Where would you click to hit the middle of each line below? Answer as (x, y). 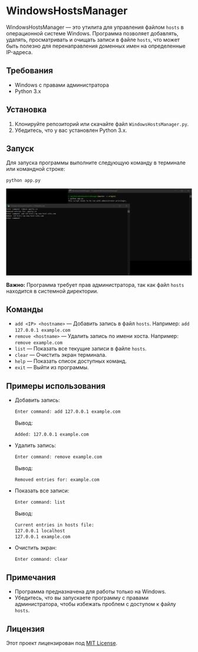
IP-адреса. (19, 52)
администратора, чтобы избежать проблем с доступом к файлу (95, 604)
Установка (27, 110)
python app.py (24, 181)
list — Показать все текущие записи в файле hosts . (81, 349)
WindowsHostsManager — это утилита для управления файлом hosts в (95, 27)
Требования (29, 71)
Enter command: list (40, 502)
